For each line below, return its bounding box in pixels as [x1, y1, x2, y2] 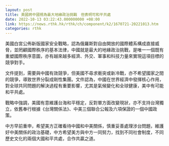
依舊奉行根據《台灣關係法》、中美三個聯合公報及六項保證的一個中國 [14, 106, 153, 112]
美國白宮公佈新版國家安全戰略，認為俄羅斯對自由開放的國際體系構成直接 [5, 41, 155, 47]
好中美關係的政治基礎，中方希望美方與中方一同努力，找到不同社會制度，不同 [5, 129, 164, 135]
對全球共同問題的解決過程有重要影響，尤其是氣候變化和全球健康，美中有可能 [5, 83, 164, 89]
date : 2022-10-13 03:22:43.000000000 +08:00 [5, 17, 100, 22]
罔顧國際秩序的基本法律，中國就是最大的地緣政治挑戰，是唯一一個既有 [18, 47, 164, 53]
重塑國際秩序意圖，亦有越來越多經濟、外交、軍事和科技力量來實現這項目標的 [5, 53, 164, 59]
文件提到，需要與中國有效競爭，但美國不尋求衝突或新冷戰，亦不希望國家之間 [5, 70, 164, 76]
